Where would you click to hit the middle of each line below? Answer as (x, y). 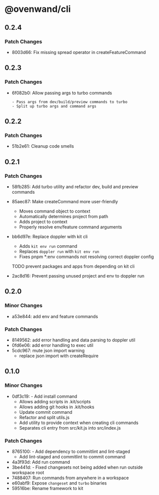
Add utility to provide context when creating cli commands (79, 423)
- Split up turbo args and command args (54, 106)
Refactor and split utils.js (44, 417)
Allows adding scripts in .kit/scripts (55, 401)
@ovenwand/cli (38, 9)
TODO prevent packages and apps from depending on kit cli (73, 266)
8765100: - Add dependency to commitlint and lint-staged (71, 451)
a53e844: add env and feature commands (55, 316)
